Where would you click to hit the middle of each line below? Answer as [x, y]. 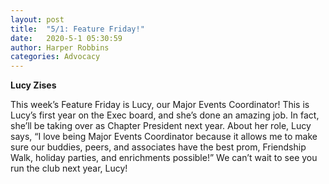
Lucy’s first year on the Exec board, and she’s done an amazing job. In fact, [165, 115]
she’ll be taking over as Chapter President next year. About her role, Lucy [161, 126]
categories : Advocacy [55, 57]
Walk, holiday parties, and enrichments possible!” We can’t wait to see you [164, 158]
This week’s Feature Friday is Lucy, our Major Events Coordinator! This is [160, 105]
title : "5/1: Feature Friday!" [77, 29]
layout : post [37, 19]
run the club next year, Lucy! [69, 168]
